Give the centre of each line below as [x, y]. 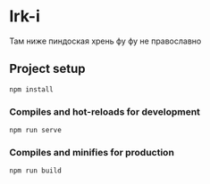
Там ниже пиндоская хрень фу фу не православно [105, 41]
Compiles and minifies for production [92, 152]
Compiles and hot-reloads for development [105, 111]
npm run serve [36, 131]
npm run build [36, 171]
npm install [31, 89]
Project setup [48, 69]
